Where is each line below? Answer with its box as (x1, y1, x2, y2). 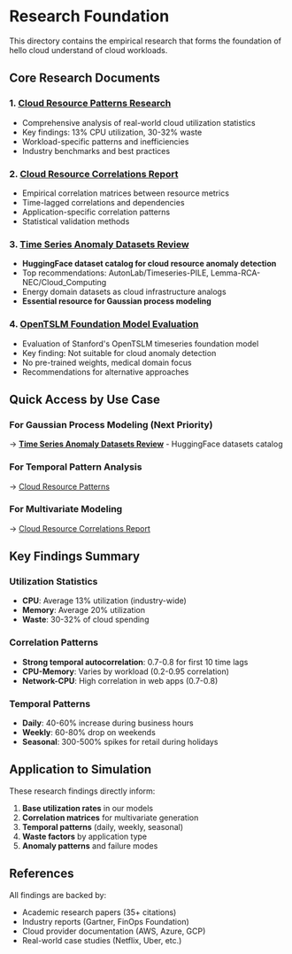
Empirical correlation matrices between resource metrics (21, 188, 230, 198)
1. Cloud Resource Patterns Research (9, 97, 172, 110)
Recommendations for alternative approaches (21, 366, 189, 377)
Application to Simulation (9, 762, 152, 777)
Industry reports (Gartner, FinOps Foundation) (21, 916, 190, 927)
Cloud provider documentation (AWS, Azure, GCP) (21, 926, 206, 936)
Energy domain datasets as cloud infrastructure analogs (21, 286, 227, 298)
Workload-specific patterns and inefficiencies (21, 136, 189, 147)
